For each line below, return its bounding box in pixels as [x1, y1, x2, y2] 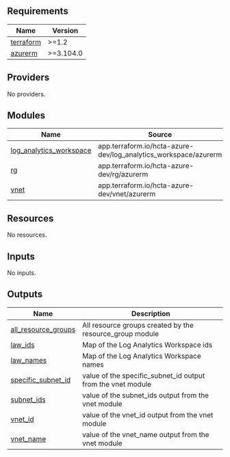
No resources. [7, 231, 47, 239]
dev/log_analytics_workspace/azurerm [98, 150, 222, 159]
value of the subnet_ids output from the [81, 390, 209, 400]
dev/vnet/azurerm [98, 190, 156, 199]
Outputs [7, 289, 43, 300]
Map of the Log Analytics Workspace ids [81, 340, 213, 350]
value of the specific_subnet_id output [81, 371, 205, 380]
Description [131, 309, 170, 318]
